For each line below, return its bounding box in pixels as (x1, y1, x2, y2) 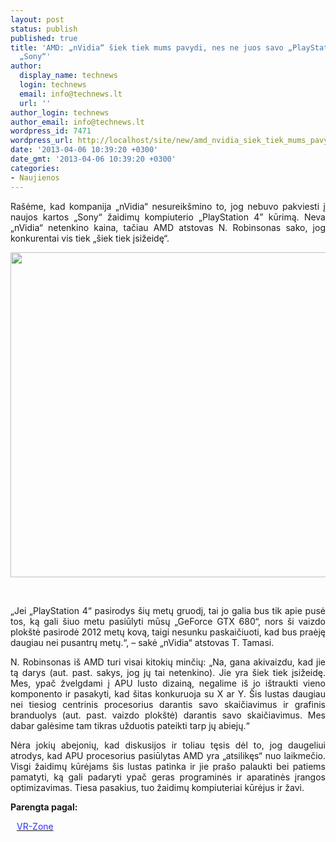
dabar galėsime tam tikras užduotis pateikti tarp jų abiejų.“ (10, 719, 250, 731)
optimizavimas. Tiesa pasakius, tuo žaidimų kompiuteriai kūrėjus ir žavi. (10, 781, 305, 793)
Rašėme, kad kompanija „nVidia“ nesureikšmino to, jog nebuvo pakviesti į (10, 200, 326, 212)
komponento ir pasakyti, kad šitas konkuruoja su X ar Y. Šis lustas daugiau (10, 687, 326, 700)
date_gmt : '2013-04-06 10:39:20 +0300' (10, 154, 177, 164)
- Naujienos (10, 172, 60, 183)
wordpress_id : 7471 (10, 126, 92, 136)
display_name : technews (19, 71, 118, 81)
